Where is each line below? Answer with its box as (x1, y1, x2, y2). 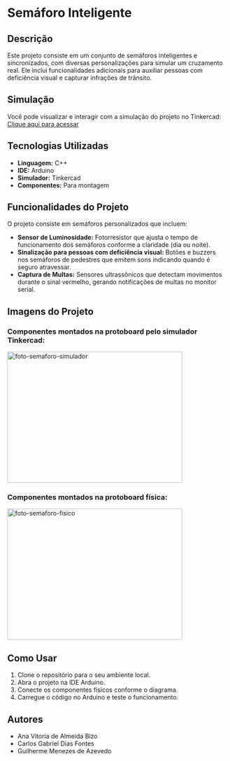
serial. (17, 285, 36, 294)
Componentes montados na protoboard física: (7, 492, 168, 502)
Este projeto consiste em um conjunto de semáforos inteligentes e (7, 51, 198, 59)
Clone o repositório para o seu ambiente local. (17, 671, 151, 679)
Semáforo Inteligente (7, 5, 132, 21)
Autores (7, 713, 43, 725)
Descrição (7, 33, 53, 45)
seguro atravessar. (17, 263, 71, 271)
